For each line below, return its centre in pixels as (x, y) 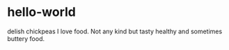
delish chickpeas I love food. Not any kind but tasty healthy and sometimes (115, 31)
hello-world (42, 12)
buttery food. (26, 38)
